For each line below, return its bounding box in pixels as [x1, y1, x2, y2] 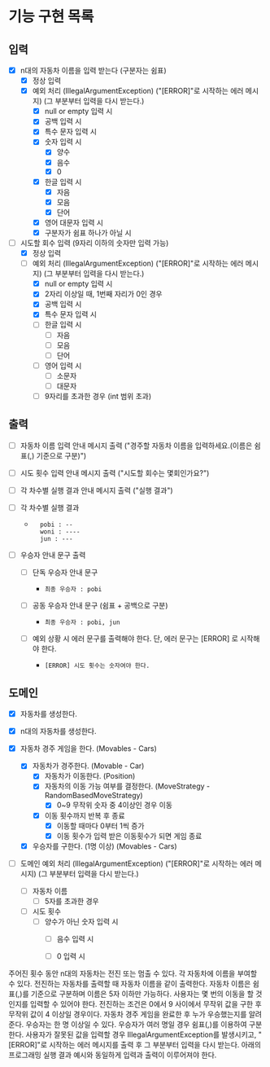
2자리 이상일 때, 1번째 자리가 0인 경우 [44, 289, 163, 299]
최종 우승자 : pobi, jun [44, 618, 120, 627]
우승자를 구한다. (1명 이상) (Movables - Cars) [32, 841, 177, 851]
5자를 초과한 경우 [44, 896, 99, 906]
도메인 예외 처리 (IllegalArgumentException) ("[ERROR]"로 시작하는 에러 [20, 858, 254, 868]
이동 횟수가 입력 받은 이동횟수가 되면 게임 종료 [56, 831, 202, 841]
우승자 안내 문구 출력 [20, 551, 86, 560]
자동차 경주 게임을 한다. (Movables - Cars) [20, 744, 157, 753]
